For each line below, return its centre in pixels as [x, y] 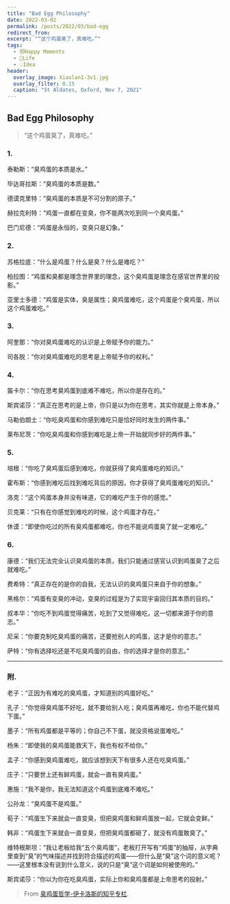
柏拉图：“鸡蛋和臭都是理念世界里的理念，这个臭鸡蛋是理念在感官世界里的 [111, 276]
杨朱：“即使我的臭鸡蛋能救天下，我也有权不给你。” [77, 745]
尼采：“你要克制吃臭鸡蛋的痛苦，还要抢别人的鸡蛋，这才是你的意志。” [104, 636]
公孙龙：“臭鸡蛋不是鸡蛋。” [44, 804]
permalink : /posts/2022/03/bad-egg [58, 26]
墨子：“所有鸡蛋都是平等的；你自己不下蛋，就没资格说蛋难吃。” [95, 731]
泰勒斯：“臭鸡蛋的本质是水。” [47, 170]
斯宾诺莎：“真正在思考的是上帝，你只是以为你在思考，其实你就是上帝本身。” [113, 405]
